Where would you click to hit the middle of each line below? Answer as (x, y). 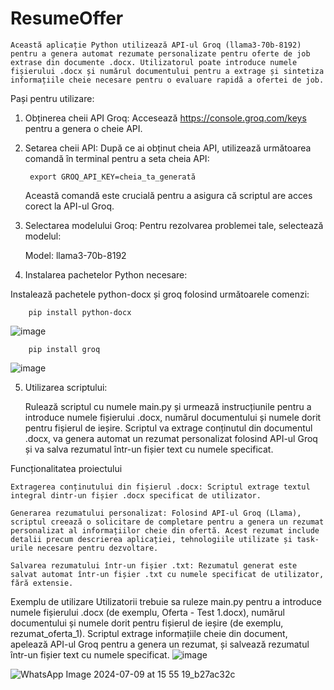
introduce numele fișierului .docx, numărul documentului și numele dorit (173, 417)
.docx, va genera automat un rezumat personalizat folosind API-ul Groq (171, 438)
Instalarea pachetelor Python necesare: (106, 274)
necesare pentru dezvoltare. (97, 548)
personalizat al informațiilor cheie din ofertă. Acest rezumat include (165, 530)
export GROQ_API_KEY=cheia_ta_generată (112, 177)
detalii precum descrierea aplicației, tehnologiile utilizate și (151, 539)
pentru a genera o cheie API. (83, 128)
